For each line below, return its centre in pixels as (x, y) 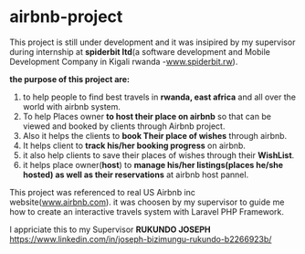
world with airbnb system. (72, 106)
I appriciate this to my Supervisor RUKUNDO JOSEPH (110, 229)
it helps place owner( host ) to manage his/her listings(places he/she (153, 164)
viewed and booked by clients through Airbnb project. (124, 126)
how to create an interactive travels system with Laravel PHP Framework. (147, 211)
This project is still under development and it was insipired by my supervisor (152, 42)
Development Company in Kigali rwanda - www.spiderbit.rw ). (124, 61)
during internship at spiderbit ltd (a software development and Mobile (140, 51)
